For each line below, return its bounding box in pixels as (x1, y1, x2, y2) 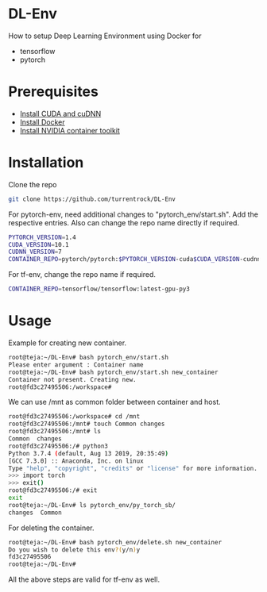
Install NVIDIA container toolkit (19, 125, 121, 135)
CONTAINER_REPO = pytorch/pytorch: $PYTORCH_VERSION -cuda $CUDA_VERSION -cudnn (8, 256, 261, 263)
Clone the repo (8, 179, 57, 189)
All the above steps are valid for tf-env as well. (8, 575, 161, 584)
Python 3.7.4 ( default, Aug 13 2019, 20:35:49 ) (8, 449, 169, 457)
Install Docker (19, 117, 65, 127)
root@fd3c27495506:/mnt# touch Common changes (8, 420, 165, 429)
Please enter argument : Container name (8, 360, 145, 369)
